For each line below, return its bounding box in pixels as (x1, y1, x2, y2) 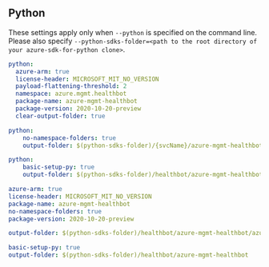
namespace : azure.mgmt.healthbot (15, 90, 127, 98)
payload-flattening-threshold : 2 (15, 82, 127, 90)
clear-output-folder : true (15, 112, 106, 120)
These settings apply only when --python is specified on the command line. (8, 27, 258, 37)
